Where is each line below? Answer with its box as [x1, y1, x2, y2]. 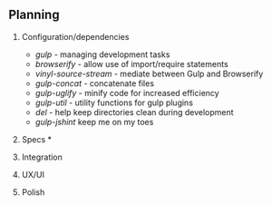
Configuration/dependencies [21, 31, 130, 42]
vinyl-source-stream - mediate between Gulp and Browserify [34, 68, 264, 79]
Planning [8, 7, 60, 23]
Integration [21, 151, 63, 162]
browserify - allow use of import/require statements [34, 58, 228, 69]
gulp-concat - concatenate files [34, 77, 155, 89]
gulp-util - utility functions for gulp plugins [34, 97, 194, 108]
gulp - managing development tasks [34, 49, 170, 60]
